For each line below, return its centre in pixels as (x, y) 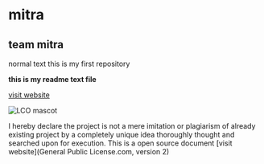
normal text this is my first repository (69, 64)
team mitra (36, 45)
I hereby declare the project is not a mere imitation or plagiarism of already (132, 126)
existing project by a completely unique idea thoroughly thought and (122, 135)
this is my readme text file (52, 79)
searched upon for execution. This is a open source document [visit (120, 143)
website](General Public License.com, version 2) (89, 152)
